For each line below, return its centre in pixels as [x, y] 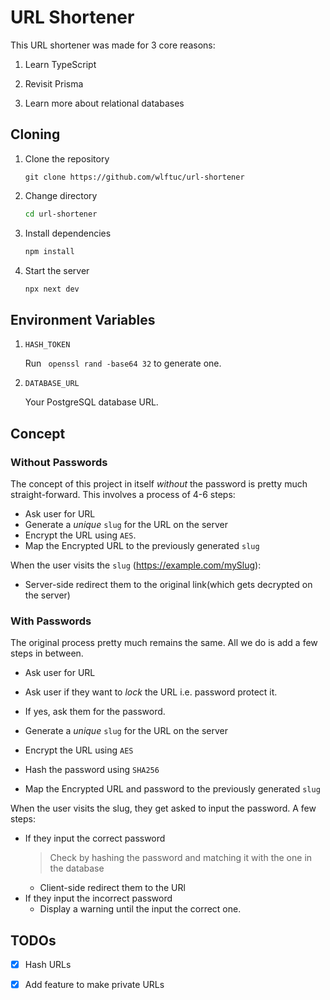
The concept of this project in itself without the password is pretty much [159, 483]
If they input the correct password [95, 838]
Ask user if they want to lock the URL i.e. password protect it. [151, 692]
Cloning [35, 134]
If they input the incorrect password [98, 898]
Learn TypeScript [60, 64]
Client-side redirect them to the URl [112, 888]
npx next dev [52, 289]
